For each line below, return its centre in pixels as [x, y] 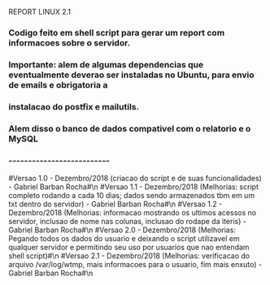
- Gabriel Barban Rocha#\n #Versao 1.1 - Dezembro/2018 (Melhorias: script [133, 187]
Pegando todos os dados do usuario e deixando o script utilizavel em [124, 238]
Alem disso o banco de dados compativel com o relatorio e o [130, 128]
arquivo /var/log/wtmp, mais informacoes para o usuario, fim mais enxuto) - [135, 264]
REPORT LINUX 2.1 [40, 12]
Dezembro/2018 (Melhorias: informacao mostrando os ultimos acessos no [133, 212]
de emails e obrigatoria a [58, 84]
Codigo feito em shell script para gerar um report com [117, 32]
